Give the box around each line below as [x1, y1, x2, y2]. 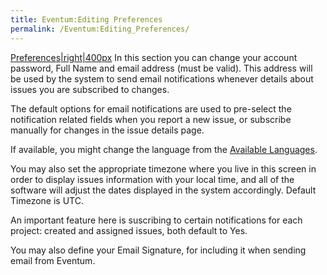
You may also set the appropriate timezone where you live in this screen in [10, 162, 317, 175]
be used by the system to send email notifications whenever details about [10, 72, 314, 85]
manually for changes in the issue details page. [10, 124, 205, 136]
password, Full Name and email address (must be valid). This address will [10, 62, 313, 74]
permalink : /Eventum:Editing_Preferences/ [10, 24, 190, 34]
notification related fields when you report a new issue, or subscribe [10, 113, 292, 125]
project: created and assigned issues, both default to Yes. [10, 224, 248, 236]
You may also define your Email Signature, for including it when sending [10, 244, 307, 256]
